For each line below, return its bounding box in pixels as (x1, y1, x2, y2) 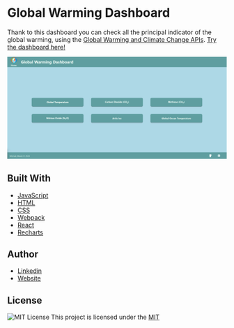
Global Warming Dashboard (7, 5, 171, 21)
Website (17, 274, 42, 283)
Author (7, 248, 38, 260)
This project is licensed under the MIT (51, 313, 160, 322)
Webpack (17, 213, 45, 221)
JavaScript (17, 191, 49, 200)
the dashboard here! (7, 43, 66, 51)
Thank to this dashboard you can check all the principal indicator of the (7, 28, 212, 36)
